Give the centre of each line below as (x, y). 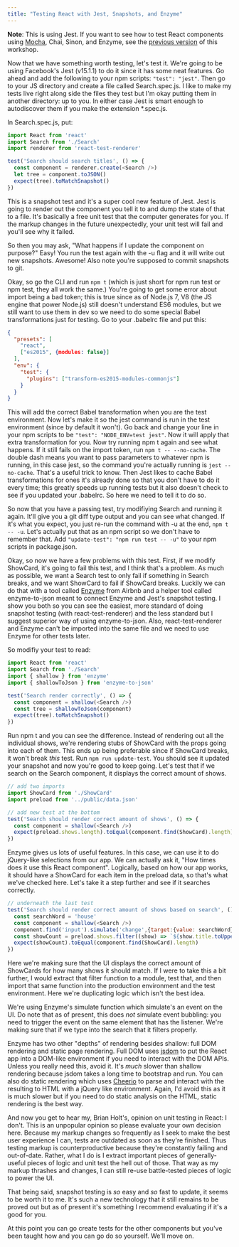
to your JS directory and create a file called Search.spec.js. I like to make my (119, 85)
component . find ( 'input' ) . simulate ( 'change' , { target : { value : (105, 930)
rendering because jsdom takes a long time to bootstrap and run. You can (115, 1074)
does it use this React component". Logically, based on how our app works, (118, 867)
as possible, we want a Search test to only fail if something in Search (108, 576)
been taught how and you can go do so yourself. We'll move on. (101, 1236)
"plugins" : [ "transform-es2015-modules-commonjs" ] (103, 379)
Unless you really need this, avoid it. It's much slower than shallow (105, 1066)
